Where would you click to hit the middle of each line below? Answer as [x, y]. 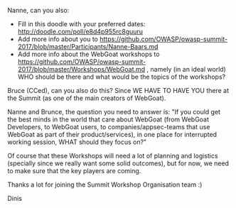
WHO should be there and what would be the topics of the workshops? [122, 77]
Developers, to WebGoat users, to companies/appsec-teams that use [109, 127]
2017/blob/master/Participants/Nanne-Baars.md [88, 46]
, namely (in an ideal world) [186, 69]
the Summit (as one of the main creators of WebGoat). [87, 98]
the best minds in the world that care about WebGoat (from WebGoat [108, 119]
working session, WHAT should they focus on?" [77, 142]
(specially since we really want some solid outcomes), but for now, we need [118, 163]
